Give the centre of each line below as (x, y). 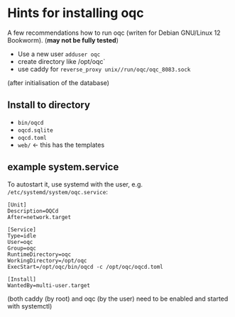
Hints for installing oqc (76, 13)
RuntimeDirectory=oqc (39, 254)
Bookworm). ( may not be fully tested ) (63, 40)
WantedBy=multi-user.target (49, 285)
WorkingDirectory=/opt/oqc (47, 260)
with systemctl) (30, 306)
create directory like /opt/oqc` (61, 61)
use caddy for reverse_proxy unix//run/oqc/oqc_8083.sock (104, 69)
